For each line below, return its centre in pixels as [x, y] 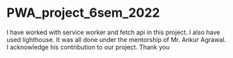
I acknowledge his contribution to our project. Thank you [88, 47]
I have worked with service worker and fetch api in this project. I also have [113, 32]
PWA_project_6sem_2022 [83, 13]
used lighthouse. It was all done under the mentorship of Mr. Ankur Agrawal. [116, 39]
